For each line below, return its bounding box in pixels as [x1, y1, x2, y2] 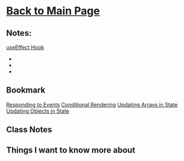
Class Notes [6, 125, 53, 135]
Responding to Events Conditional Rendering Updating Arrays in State [6, 101, 178, 108]
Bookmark [6, 85, 46, 95]
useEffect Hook [6, 44, 45, 51]
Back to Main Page [6, 4, 100, 18]
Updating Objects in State [6, 107, 70, 114]
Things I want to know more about [6, 145, 136, 155]
